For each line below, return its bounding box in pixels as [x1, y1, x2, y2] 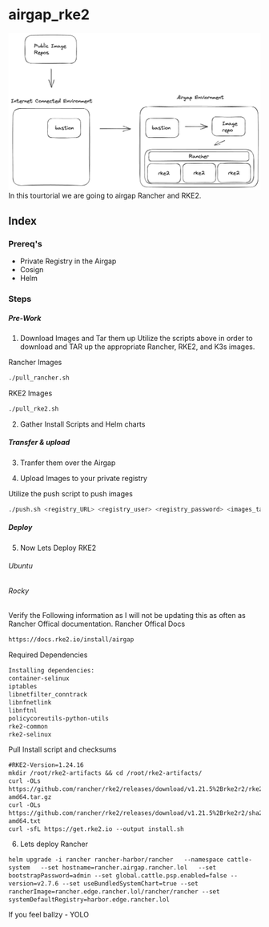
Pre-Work [8, 313, 42, 323]
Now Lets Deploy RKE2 [19, 543, 97, 552]
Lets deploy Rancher [19, 839, 89, 849]
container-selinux [8, 675, 70, 683]
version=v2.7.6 [8, 880, 59, 888]
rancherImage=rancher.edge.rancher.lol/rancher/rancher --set [8, 888, 220, 896]
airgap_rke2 [8, 6, 90, 24]
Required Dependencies [8, 650, 88, 660]
